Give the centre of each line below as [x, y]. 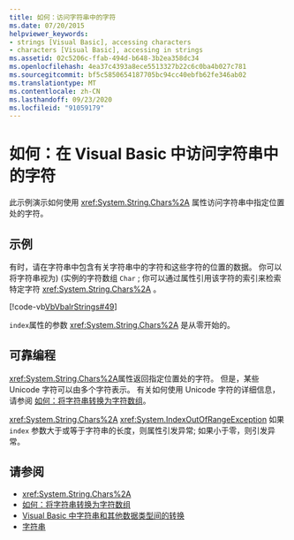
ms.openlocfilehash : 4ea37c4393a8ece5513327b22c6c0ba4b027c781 [128, 67]
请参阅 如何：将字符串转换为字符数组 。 [80, 400]
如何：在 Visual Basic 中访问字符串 [136, 154]
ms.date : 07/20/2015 [47, 26]
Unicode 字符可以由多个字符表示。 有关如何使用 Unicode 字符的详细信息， [145, 389]
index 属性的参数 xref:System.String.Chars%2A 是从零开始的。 [122, 325]
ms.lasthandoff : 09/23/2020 [61, 99]
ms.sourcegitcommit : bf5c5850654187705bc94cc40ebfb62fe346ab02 [128, 75]
